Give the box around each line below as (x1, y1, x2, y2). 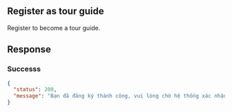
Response (7, 44, 52, 56)
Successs (7, 65, 41, 74)
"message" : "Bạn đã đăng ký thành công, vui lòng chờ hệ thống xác (13, 93, 212, 100)
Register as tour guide (7, 5, 104, 17)
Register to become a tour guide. (7, 23, 101, 32)
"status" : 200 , (13, 86, 57, 93)
